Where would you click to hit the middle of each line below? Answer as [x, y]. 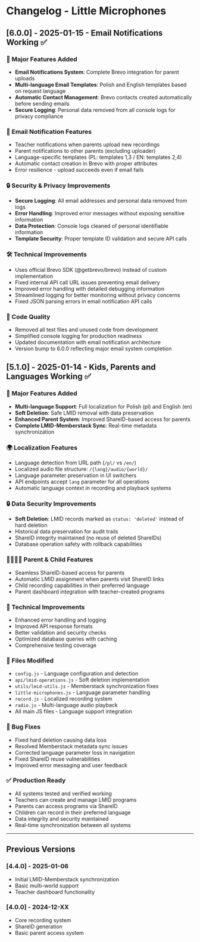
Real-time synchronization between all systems [73, 825]
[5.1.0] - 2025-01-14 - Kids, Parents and [81, 367]
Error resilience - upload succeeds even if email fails [79, 170]
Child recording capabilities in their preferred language [82, 585]
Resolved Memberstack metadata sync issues [71, 746]
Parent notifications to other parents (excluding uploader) [85, 151]
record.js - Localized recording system [63, 699]
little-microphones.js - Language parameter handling [82, 693]
